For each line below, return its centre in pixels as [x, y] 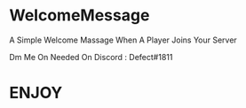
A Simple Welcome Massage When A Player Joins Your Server [123, 40]
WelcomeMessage [79, 15]
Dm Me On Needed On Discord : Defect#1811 [91, 57]
